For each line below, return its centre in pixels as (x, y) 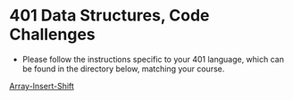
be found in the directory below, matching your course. (123, 69)
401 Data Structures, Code (109, 16)
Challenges (52, 34)
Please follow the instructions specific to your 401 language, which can (153, 59)
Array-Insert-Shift (42, 86)
